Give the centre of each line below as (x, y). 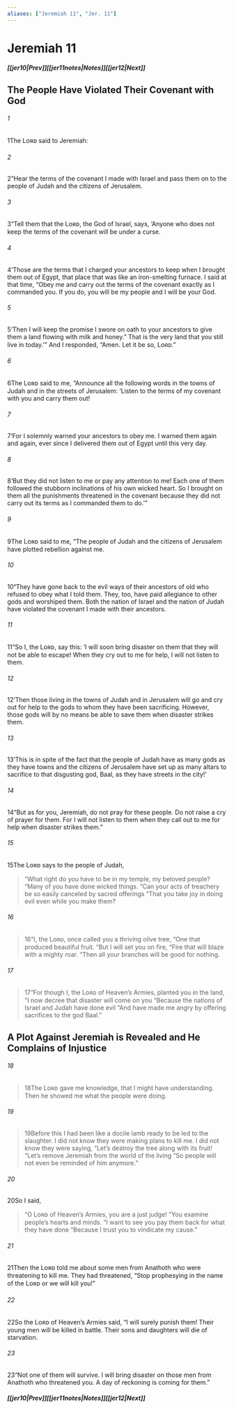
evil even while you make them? (70, 901)
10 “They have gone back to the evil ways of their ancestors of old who (108, 586)
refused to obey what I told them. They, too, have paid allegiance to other (112, 594)
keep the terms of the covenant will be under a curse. (84, 232)
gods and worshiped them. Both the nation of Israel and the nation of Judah (116, 602)
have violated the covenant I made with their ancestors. (87, 609)
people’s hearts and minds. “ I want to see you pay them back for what (124, 1223)
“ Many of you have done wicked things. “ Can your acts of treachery (122, 886)
